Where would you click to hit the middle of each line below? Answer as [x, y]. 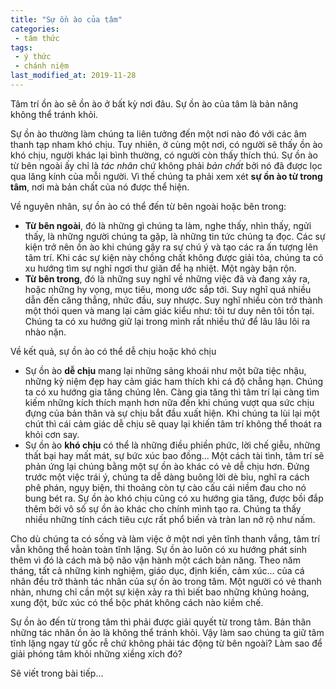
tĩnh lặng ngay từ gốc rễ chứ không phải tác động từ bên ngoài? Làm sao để [166, 643]
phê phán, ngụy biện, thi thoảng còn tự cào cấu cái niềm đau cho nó [165, 487]
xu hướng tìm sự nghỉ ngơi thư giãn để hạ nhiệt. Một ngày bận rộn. [160, 268]
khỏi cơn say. [52, 434]
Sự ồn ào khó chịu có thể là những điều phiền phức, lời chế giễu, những [172, 445]
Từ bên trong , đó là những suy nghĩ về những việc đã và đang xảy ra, [167, 278]
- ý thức [33, 57]
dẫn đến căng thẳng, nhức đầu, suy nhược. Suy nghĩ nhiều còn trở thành [173, 300]
